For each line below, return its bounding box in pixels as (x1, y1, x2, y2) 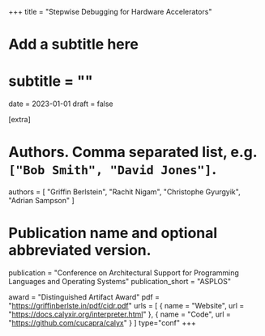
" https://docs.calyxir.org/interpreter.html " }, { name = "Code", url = (8, 309, 231, 319)
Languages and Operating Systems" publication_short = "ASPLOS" (8, 277, 232, 286)
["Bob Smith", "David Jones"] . (8, 160, 217, 179)
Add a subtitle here (8, 36, 139, 53)
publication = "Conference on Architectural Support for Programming (8, 268, 239, 278)
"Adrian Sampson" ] (8, 196, 75, 206)
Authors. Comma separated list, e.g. (8, 143, 258, 161)
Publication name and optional (8, 224, 218, 242)
